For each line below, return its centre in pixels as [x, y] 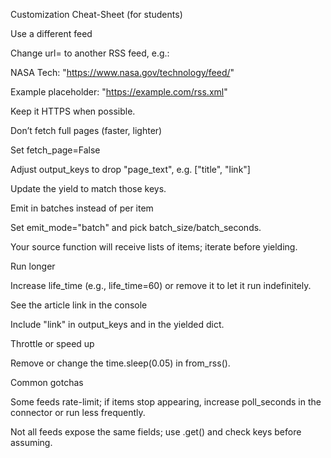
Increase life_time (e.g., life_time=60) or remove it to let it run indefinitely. [161, 285]
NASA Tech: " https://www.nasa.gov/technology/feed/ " [122, 72]
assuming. [31, 442]
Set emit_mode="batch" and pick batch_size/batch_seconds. [136, 227]
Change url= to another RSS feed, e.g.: [90, 53]
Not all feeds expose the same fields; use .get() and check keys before [156, 432]
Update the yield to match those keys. [88, 188]
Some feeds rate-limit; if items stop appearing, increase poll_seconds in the [166, 402]
